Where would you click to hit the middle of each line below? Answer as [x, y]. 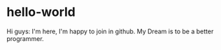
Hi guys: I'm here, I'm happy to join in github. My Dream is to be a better [110, 31]
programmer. [25, 38]
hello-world [41, 12]
